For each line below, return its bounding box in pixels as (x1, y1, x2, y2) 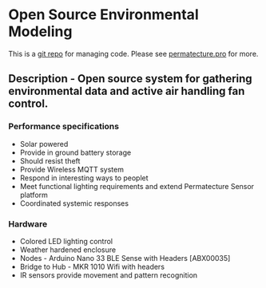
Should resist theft (19, 156, 81, 165)
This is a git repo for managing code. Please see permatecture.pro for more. (8, 49, 259, 58)
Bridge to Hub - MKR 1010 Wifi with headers (19, 262, 165, 271)
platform (19, 190, 48, 199)
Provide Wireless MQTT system (19, 164, 124, 174)
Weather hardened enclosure (19, 245, 117, 254)
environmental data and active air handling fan (8, 85, 245, 98)
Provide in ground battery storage (19, 148, 132, 157)
